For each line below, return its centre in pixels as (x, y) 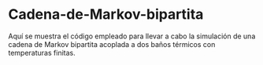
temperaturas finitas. (42, 52)
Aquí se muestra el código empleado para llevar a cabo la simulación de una (132, 36)
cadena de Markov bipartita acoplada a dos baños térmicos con (112, 44)
